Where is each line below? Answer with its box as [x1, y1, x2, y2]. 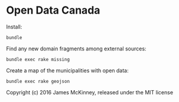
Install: [6, 23, 22, 30]
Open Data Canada [6, 4, 100, 17]
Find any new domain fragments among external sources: [6, 45, 147, 52]
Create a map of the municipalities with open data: [6, 66, 129, 74]
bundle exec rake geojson [6, 78, 70, 84]
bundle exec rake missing [6, 56, 70, 62]
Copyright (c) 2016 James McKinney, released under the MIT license [6, 88, 173, 95]
